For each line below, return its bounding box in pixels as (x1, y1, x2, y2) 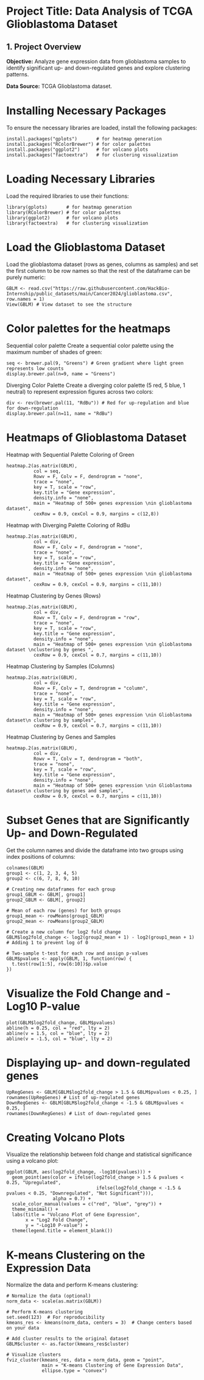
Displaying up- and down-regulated (6, 1056, 191, 1069)
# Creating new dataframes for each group (6, 886, 116, 892)
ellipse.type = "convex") (41, 1368, 108, 1374)
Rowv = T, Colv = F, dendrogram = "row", (33, 615, 140, 621)
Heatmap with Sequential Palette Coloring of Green (6, 450, 135, 458)
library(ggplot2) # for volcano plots (6, 215, 119, 221)
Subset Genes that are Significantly (6, 813, 190, 827)
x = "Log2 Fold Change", (25, 1217, 88, 1223)
